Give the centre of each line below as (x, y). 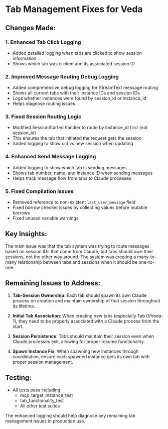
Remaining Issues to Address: (53, 283)
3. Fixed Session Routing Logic (43, 117)
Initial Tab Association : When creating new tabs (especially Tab (79, 315)
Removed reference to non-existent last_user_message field (74, 202)
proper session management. (43, 362)
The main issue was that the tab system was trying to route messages (77, 246)
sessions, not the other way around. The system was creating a (71, 257)
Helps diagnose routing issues (44, 103)
